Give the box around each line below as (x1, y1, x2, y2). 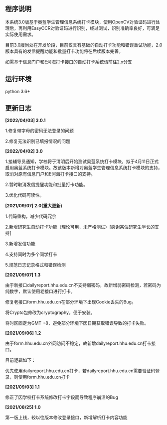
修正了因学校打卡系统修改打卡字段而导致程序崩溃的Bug (5, 394, 119, 400)
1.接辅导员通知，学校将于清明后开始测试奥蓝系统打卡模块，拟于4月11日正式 (5, 158, 159, 164)
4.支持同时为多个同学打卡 (5, 251, 57, 258)
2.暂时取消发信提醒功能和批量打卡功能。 (5, 181, 88, 188)
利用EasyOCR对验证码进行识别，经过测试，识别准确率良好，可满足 (22, 25, 160, 31)
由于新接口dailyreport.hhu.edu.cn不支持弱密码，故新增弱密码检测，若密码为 (5, 282, 161, 288)
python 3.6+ (5, 88, 30, 94)
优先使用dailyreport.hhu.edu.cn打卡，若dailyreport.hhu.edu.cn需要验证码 (5, 368, 156, 374)
